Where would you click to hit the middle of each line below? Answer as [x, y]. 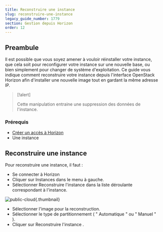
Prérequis [17, 122]
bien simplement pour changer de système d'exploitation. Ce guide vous [78, 69]
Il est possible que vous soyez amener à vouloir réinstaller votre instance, [79, 59]
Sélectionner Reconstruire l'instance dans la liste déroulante [72, 185]
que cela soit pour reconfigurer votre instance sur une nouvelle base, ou [77, 64]
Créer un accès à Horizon [38, 133]
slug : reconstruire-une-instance [39, 14]
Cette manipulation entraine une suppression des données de [79, 104]
